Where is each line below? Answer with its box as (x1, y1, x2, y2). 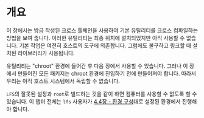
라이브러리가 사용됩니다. (17, 49, 75, 56)
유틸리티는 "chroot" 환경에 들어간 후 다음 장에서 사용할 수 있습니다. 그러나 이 (6, 62, 188, 70)
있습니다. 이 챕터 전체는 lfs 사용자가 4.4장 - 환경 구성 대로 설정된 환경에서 (6, 97, 181, 105)
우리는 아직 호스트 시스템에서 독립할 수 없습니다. (6, 77, 121, 85)
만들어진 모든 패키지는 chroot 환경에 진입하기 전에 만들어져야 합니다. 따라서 (17, 70, 197, 77)
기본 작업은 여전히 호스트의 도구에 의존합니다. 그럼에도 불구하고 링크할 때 (19, 42, 192, 49)
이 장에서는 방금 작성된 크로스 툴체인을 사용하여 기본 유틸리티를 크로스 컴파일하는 (6, 27, 199, 34)
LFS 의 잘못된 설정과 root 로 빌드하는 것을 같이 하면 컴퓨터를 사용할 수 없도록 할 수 (6, 90, 197, 97)
